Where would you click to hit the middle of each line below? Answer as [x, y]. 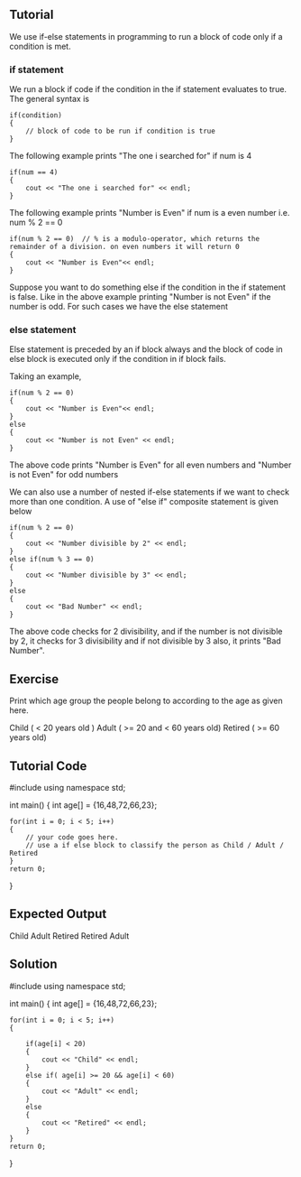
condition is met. [40, 46]
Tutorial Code [48, 766]
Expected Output [58, 914]
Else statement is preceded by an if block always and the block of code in [146, 349]
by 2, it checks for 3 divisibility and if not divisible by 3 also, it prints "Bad [145, 641]
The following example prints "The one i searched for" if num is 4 [131, 156]
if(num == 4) [34, 172]
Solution [33, 964]
